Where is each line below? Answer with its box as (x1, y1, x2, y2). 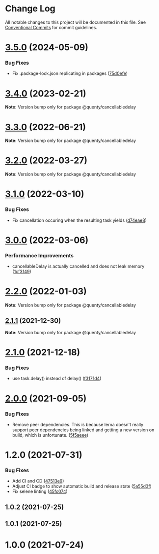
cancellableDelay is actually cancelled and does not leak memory (12, 263, 145, 269)
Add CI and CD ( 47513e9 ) (12, 478, 64, 484)
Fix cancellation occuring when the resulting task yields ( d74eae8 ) (12, 217, 147, 223)
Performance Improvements (5, 252, 74, 259)
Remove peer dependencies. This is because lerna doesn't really (12, 421, 144, 427)
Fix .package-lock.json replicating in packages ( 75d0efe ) (12, 70, 128, 76)
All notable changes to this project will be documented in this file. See (5, 19, 146, 25)
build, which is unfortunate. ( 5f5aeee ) (12, 432, 89, 438)
